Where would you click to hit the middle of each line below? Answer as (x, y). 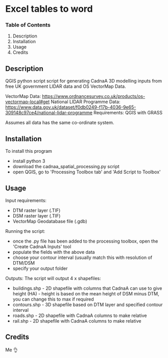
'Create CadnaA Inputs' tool (42, 246)
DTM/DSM (23, 263)
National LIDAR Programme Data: (86, 102)
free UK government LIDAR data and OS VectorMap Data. (66, 86)
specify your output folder (40, 268)
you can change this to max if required (53, 299)
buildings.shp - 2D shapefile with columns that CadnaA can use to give (87, 288)
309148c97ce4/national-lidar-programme (49, 113)
